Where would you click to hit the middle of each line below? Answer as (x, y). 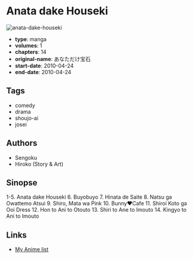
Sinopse (22, 183)
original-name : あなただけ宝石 (53, 59)
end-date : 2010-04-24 (43, 72)
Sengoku (26, 157)
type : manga (30, 39)
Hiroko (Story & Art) (39, 164)
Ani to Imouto (23, 216)
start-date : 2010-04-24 (44, 65)
